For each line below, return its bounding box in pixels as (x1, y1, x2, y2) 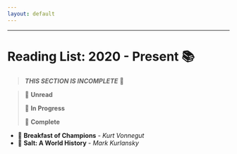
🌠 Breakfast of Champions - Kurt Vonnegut (17, 131, 145, 139)
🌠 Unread (24, 90, 53, 98)
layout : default (7, 10, 55, 18)
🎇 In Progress (24, 103, 66, 113)
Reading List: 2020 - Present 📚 (7, 49, 195, 64)
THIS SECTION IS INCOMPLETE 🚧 (24, 77, 124, 85)
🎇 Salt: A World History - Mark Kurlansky (17, 139, 140, 147)
